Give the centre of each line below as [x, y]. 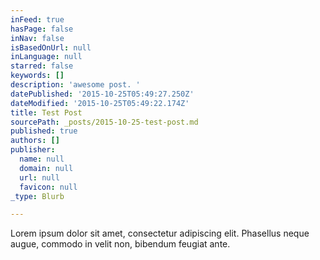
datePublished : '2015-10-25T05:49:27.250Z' [102, 94]
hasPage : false [42, 29]
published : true [44, 131]
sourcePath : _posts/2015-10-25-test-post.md [104, 122]
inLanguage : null [46, 57]
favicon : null [48, 187]
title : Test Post [46, 112]
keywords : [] [37, 76]
